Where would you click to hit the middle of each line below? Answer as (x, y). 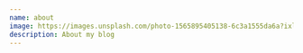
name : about (32, 18)
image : (22, 26)
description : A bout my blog (62, 34)
